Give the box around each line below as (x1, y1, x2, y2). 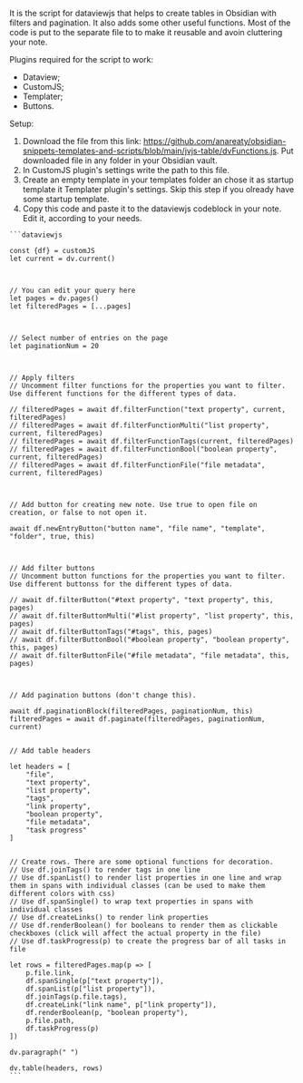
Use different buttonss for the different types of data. (9, 580, 233, 589)
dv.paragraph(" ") (9, 1048, 79, 1057)
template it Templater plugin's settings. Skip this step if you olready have (22, 184, 295, 194)
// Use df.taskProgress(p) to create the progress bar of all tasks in (9, 937, 286, 946)
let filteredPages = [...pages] (9, 302, 132, 311)
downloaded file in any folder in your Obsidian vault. (22, 155, 218, 166)
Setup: (9, 118, 34, 129)
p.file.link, (25, 969, 75, 978)
